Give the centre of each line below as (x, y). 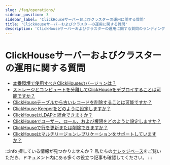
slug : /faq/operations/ (30, 10)
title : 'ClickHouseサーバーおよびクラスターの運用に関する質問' (66, 24)
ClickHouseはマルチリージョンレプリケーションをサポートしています (84, 134)
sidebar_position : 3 (27, 15)
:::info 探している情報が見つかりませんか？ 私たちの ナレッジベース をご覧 (81, 151)
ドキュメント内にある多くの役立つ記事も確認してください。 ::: (87, 157)
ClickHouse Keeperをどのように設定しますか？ (62, 109)
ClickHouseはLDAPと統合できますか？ (53, 115)
